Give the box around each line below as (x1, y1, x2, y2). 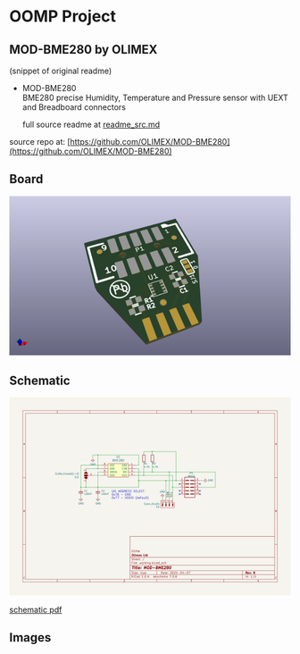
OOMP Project (9, 6, 117, 27)
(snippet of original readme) (9, 65, 112, 76)
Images (9, 630, 52, 645)
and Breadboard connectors (21, 102, 127, 113)
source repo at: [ (9, 137, 71, 147)
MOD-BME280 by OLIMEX (9, 42, 158, 57)
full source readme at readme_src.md (21, 119, 161, 130)
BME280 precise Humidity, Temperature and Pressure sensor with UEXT (21, 92, 288, 103)
